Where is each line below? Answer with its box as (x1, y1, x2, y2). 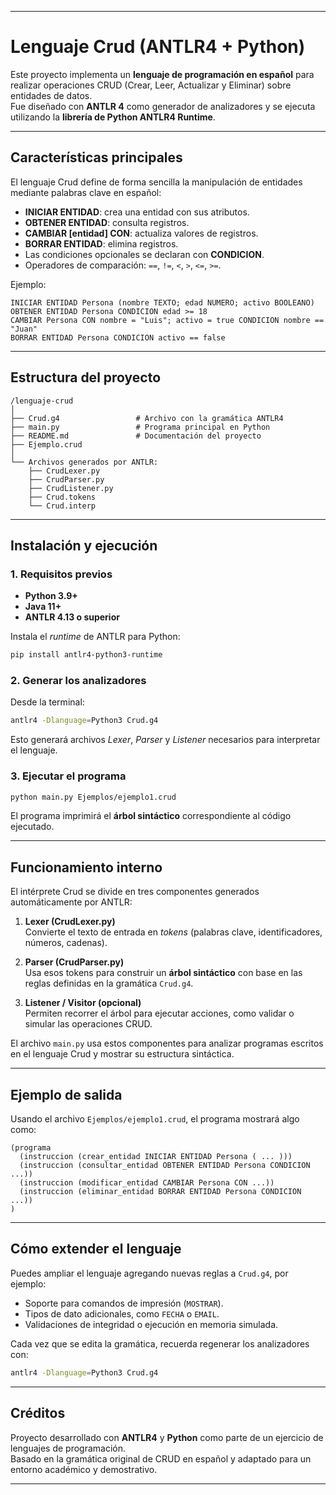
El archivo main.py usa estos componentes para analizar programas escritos (10, 1037, 324, 1050)
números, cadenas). (24, 937, 108, 949)
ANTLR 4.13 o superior (24, 611, 120, 623)
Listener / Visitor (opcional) (24, 997, 142, 1009)
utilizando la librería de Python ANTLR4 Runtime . (10, 111, 216, 123)
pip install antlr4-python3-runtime (10, 650, 163, 660)
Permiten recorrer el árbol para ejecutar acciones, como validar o (24, 1007, 295, 1020)
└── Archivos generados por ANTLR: (10, 457, 159, 467)
